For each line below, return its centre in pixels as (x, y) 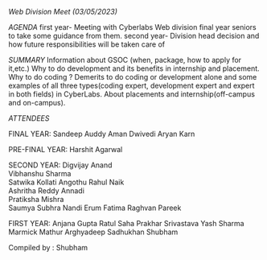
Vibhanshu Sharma (40, 173)
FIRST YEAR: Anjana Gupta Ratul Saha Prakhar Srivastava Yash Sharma (126, 223)
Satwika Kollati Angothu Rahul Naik (66, 182)
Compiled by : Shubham (48, 248)
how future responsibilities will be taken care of (87, 44)
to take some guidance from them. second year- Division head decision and (134, 36)
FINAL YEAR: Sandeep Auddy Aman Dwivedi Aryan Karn (102, 134)
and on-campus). (37, 103)
